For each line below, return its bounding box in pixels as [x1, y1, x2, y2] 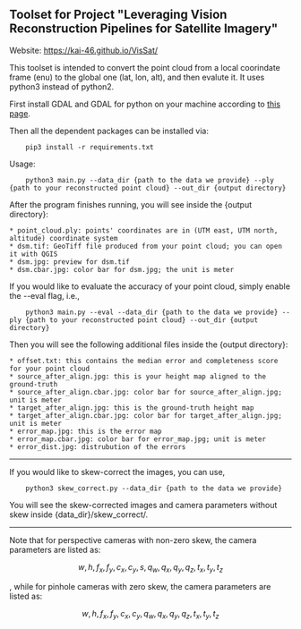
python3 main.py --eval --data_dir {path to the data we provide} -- [25, 308, 291, 317]
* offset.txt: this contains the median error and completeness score [9, 356, 279, 365]
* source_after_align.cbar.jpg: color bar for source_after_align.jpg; [9, 387, 282, 396]
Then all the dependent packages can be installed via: [9, 125, 209, 136]
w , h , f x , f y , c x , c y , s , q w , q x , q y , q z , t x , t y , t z [77, 561, 224, 574]
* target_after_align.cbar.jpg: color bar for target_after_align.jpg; [9, 411, 282, 420]
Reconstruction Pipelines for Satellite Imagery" [9, 21, 279, 37]
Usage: [9, 158, 36, 169]
